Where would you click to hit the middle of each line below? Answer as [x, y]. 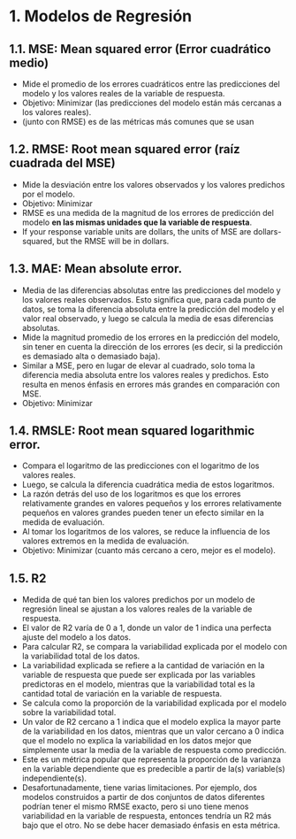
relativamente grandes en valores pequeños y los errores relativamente [152, 504]
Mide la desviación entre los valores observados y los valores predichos [153, 184]
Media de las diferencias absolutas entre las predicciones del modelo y [151, 290]
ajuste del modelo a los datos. [76, 637]
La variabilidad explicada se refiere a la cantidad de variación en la [143, 666]
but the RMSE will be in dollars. [113, 241]
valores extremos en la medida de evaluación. [106, 541]
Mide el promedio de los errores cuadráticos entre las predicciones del [151, 84]
